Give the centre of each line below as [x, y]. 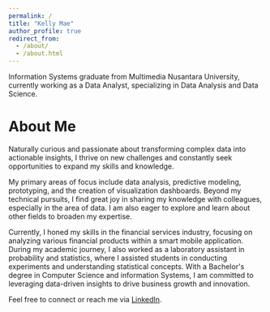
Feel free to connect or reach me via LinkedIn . [85, 299]
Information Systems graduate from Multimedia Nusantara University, [124, 77]
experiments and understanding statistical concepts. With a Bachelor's [126, 266]
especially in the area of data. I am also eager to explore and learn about [129, 207]
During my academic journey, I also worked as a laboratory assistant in [126, 249]
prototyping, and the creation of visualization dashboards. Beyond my [125, 190]
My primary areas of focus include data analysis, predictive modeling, [125, 182]
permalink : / [30, 16]
